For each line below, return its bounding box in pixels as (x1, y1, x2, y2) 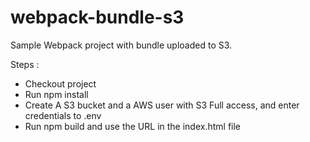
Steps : (10, 58, 40, 70)
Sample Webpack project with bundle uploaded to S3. (10, 39, 233, 51)
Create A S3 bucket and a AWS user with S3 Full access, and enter (24, 99, 300, 111)
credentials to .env (24, 109, 102, 121)
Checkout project (24, 77, 97, 90)
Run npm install (24, 88, 89, 100)
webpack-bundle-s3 (10, 6, 185, 29)
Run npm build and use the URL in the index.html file (24, 120, 242, 132)
